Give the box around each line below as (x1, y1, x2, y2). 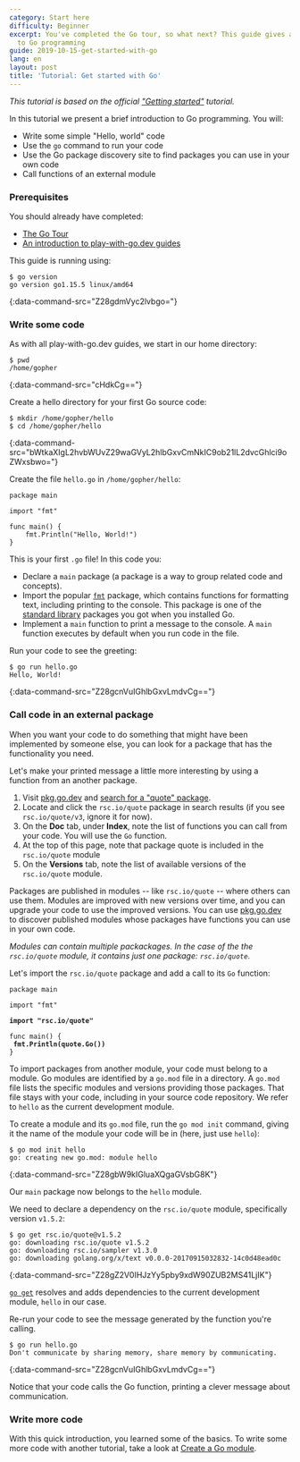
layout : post (9, 63, 58, 72)
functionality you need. (9, 748, 95, 758)
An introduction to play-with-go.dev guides (21, 238, 181, 249)
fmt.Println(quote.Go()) (12, 1039, 105, 1049)
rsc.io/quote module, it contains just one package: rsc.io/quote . (9, 950, 251, 961)
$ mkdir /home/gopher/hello (9, 414, 114, 423)
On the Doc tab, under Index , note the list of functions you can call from (21, 820, 287, 832)
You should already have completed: (9, 211, 144, 222)
